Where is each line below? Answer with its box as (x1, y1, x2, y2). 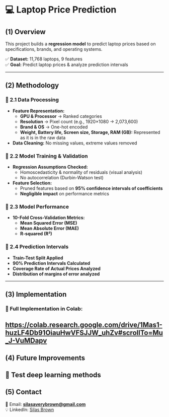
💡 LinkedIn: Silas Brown (5, 406, 54, 412)
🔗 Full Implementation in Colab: (5, 305, 83, 312)
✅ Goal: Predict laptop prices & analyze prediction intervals (5, 61, 128, 67)
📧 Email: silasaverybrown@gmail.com (5, 401, 86, 407)
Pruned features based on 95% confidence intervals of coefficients (20, 185, 163, 191)
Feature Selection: (12, 180, 52, 186)
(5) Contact (5, 388, 42, 396)
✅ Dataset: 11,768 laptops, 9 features (5, 56, 83, 62)
